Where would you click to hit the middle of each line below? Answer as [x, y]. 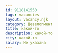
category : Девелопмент [29, 24]
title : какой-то [22, 29]
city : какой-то [21, 38]
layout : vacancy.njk [27, 19]
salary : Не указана [26, 43]
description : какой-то [29, 33]
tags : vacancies [22, 15]
